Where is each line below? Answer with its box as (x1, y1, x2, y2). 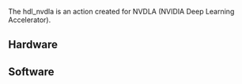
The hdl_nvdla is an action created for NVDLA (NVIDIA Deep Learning (8, 7, 235, 16)
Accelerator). (8, 15, 51, 25)
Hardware (8, 38, 58, 52)
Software (8, 65, 55, 78)
